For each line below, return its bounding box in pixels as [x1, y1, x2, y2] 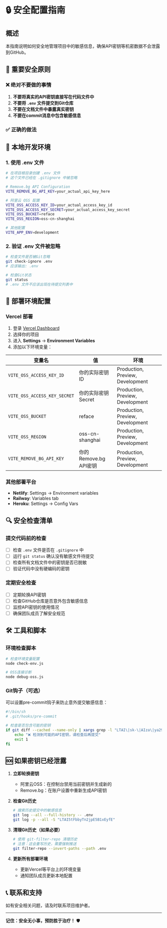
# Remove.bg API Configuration [5, 185, 70, 190]
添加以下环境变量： [12, 344, 53, 350]
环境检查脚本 [5, 645, 37, 652]
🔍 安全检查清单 [5, 516, 53, 525]
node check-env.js [5, 661, 44, 666]
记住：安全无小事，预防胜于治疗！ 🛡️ [5, 918, 80, 924]
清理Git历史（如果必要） [12, 826, 63, 832]
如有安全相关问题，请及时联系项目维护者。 [5, 903, 93, 909]
